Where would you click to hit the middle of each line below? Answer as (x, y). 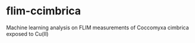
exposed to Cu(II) (27, 33)
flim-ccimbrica (44, 11)
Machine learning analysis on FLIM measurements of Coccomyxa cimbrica (97, 27)
